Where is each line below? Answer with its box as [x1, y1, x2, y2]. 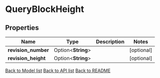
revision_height [8, 55, 46, 61]
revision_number [8, 46, 49, 53]
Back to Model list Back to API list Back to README [5, 67, 111, 73]
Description [96, 38, 124, 45]
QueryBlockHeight [5, 3, 84, 15]
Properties [5, 23, 39, 32]
